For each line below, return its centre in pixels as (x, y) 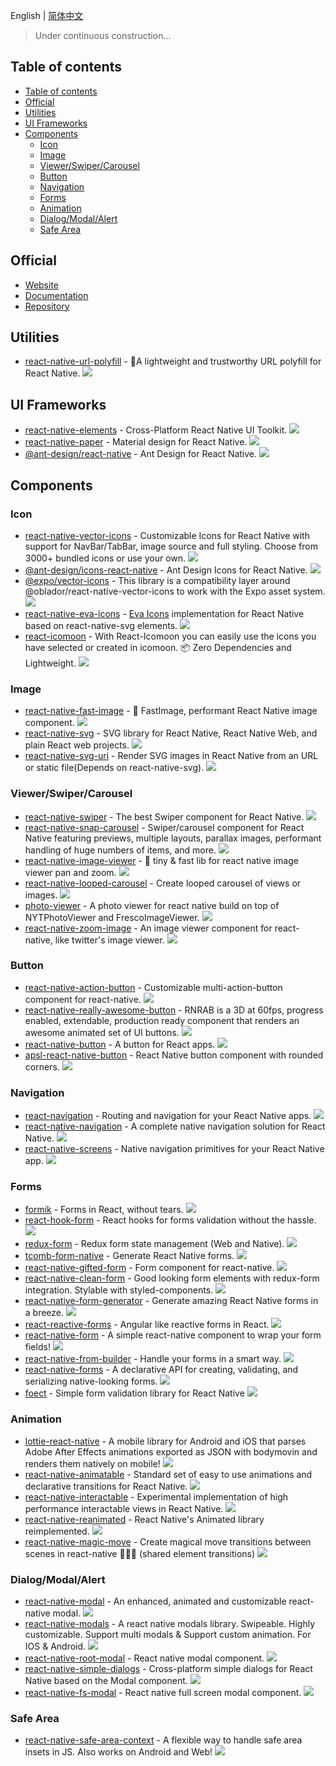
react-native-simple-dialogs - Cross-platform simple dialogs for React (168, 1669)
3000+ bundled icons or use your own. (105, 558)
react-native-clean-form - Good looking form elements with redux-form (172, 1278)
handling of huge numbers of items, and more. (120, 850)
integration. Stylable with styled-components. (119, 1290)
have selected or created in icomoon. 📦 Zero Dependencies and (158, 647)
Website (42, 285)
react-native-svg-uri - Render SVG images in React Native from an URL (171, 756)
